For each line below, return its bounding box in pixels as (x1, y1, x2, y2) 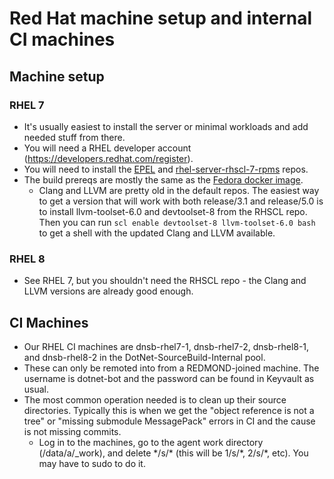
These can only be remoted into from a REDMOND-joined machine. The (23, 362, 320, 374)
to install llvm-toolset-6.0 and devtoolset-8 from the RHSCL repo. (38, 205, 308, 217)
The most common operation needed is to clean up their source (23, 393, 287, 406)
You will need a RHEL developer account (23, 142, 192, 154)
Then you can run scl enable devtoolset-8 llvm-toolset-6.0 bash (38, 216, 316, 228)
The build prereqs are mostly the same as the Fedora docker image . (23, 173, 304, 186)
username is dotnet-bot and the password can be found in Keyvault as (23, 372, 315, 384)
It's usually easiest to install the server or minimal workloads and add (23, 120, 309, 132)
